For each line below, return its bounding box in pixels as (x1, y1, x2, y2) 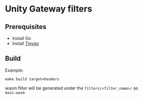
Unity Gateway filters (5, 3, 93, 14)
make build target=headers (5, 76, 60, 82)
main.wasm (5, 90, 25, 95)
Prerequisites (5, 23, 47, 31)
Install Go (12, 35, 32, 41)
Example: (5, 67, 24, 73)
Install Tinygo (12, 41, 39, 46)
